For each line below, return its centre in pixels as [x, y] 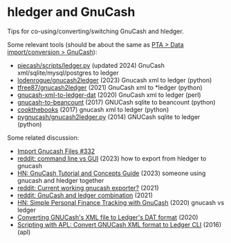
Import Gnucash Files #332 [56, 151]
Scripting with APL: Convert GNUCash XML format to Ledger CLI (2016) [119, 224]
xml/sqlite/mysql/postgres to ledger [68, 73]
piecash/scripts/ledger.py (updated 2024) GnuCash [91, 65]
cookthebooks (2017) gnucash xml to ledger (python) [93, 109]
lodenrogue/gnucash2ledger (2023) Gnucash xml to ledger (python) [114, 80]
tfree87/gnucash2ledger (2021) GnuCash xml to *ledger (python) [110, 87]
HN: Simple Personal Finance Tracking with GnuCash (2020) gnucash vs [121, 202]
